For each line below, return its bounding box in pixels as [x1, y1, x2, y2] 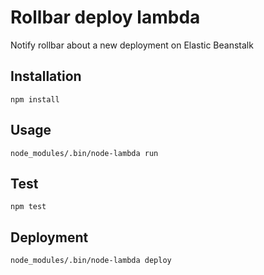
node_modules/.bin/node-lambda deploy [10, 256, 172, 266]
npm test [10, 202, 47, 212]
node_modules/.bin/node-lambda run [10, 148, 159, 158]
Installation [10, 68, 82, 85]
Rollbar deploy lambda [10, 6, 201, 29]
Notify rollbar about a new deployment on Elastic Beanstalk [10, 39, 254, 51]
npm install [10, 94, 60, 105]
